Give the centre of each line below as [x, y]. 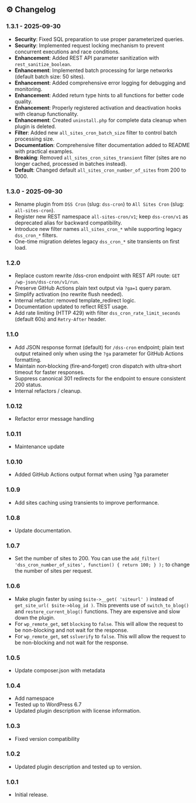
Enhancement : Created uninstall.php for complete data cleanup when [101, 120]
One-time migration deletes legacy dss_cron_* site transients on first [97, 241]
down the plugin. [35, 617]
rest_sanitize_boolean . [43, 64]
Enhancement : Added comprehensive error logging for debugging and [100, 83]
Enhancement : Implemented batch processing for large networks [94, 70]
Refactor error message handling [54, 418]
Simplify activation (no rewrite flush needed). [69, 294]
